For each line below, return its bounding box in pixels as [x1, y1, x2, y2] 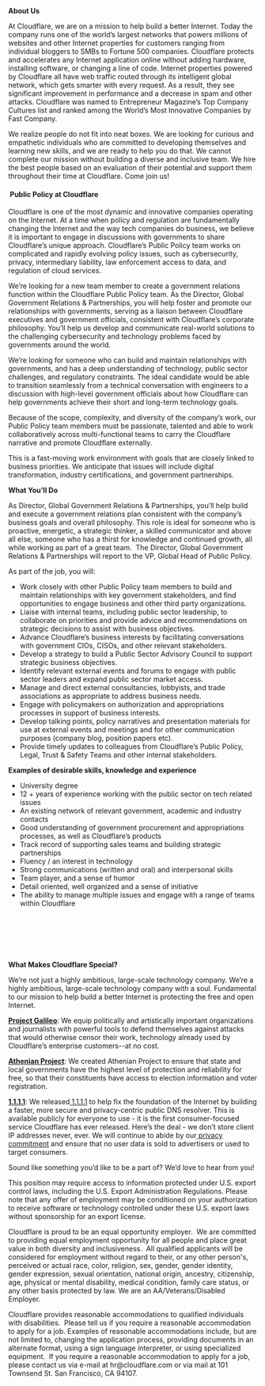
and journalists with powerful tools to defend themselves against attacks [8, 1024, 244, 1034]
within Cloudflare [19, 898, 76, 908]
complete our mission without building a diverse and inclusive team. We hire [8, 154, 256, 164]
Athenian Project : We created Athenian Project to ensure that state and [8, 1057, 241, 1066]
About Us [8, 6, 40, 15]
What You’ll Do [8, 485, 58, 496]
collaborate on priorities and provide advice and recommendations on [19, 616, 248, 625]
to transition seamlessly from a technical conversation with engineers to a [8, 381, 249, 390]
